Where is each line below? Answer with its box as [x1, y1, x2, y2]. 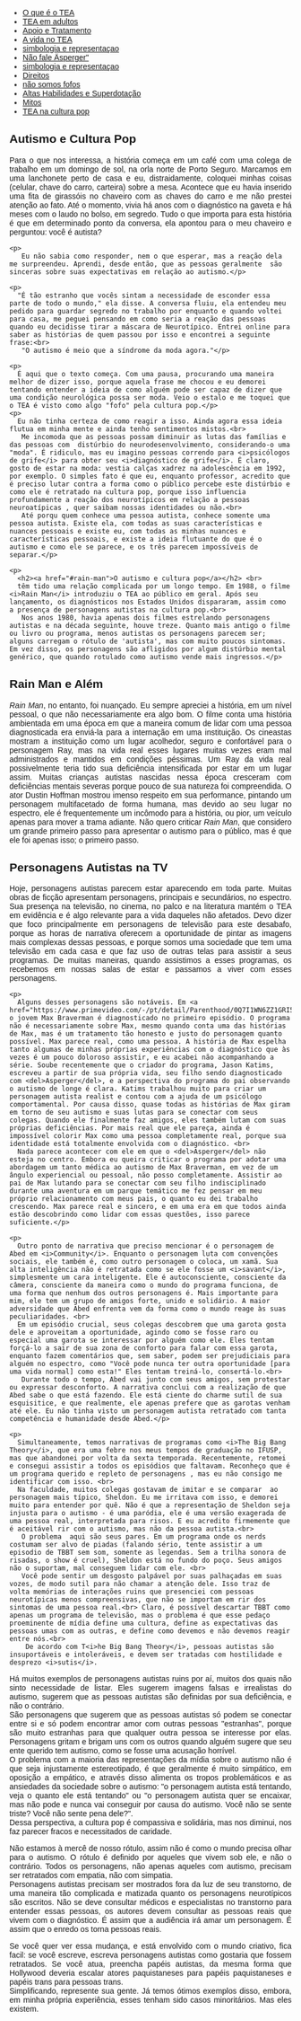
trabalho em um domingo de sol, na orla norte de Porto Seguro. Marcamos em [9, 163, 292, 174]
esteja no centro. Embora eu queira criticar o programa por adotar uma [9, 1155, 287, 1164]
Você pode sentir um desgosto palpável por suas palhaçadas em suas [21, 1572, 282, 1581]
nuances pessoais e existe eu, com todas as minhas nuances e [9, 526, 246, 535]
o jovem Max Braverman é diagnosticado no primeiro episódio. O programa [9, 1014, 291, 1023]
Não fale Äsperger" [21, 53, 90, 62]
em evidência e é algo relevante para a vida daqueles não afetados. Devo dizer [9, 911, 292, 921]
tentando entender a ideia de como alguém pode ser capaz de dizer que [9, 385, 282, 394]
